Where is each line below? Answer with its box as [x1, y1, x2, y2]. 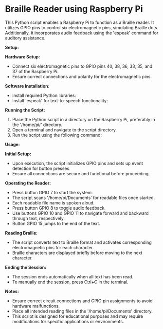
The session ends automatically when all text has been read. [12, 274, 134, 279]
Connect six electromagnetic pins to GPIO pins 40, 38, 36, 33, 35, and [12, 63, 152, 69]
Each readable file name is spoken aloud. [12, 200, 95, 205]
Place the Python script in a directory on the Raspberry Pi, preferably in [12, 116, 155, 122]
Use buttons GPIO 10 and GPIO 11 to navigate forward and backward [12, 210, 149, 216]
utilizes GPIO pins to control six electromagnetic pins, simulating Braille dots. [5, 24, 159, 30]
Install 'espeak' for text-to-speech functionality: [12, 97, 108, 103]
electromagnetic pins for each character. [12, 244, 94, 250]
